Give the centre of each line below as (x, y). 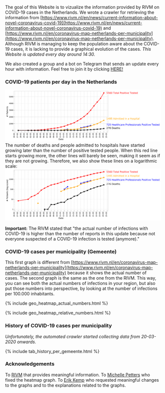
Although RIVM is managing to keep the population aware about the (74, 44)
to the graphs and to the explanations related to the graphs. (65, 385)
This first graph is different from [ (39, 262)
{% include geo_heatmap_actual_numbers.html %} (57, 303)
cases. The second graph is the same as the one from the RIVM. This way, (81, 278)
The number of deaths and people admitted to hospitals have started (75, 145)
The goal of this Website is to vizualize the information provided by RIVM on (82, 7)
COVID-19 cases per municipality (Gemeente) (61, 251)
